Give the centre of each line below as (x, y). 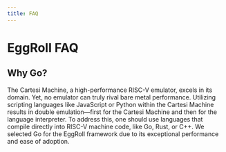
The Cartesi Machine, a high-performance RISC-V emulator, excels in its (110, 90)
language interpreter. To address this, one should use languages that (105, 119)
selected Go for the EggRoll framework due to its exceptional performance (113, 134)
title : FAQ (23, 13)
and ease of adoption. (38, 141)
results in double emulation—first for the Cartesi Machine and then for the (112, 112)
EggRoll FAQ (43, 47)
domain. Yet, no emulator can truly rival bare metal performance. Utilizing (112, 97)
